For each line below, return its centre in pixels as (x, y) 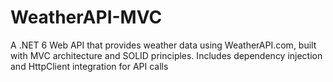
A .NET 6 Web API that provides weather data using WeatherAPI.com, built (163, 45)
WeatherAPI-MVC (86, 17)
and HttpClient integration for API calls (89, 66)
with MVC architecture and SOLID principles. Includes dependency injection (166, 55)
